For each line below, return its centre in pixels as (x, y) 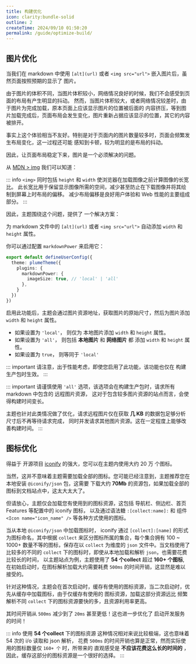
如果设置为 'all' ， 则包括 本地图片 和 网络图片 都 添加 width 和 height (99, 339)
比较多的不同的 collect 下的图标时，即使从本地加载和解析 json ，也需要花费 (97, 552)
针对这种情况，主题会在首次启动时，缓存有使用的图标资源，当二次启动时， (95, 586)
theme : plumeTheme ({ (36, 263)
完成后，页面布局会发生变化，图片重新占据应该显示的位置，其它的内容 (106, 115)
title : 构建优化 (24, 11)
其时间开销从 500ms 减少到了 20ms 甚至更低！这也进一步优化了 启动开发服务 (96, 613)
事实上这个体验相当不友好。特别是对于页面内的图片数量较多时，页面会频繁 (95, 135)
